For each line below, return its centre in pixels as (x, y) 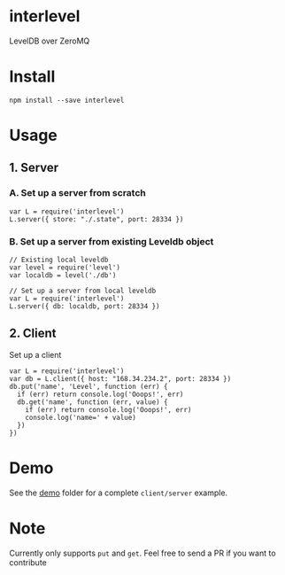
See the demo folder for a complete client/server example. (119, 493)
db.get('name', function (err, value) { (92, 402)
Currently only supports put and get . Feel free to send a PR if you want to (142, 553)
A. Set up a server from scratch (77, 193)
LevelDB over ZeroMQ (50, 41)
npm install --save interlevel (67, 100)
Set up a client (35, 354)
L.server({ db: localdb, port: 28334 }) (85, 307)
